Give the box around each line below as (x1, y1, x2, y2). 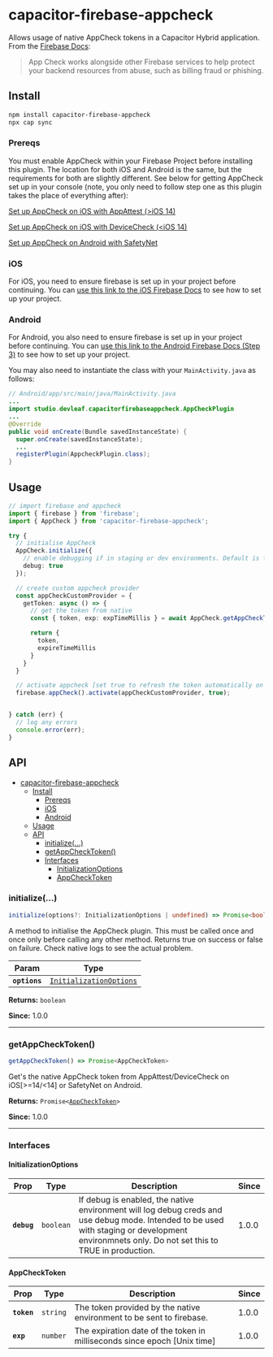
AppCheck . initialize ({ (15, 547, 93, 555)
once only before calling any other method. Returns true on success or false (8, 934, 263, 944)
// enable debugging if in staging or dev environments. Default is (23, 554, 260, 562)
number (41, 1331, 67, 1341)
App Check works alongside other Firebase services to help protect (28, 57, 255, 67)
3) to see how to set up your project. (8, 349, 131, 359)
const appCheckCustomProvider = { (15, 592, 132, 600)
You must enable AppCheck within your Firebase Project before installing (8, 156, 253, 166)
